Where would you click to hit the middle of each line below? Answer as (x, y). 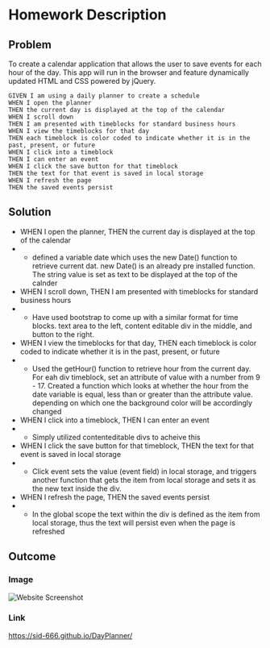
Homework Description (87, 15)
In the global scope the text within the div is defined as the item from (146, 514)
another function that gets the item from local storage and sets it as (144, 480)
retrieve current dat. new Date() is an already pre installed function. (143, 266)
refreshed (48, 531)
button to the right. (63, 334)
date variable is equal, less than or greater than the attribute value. (142, 394)
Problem (30, 45)
